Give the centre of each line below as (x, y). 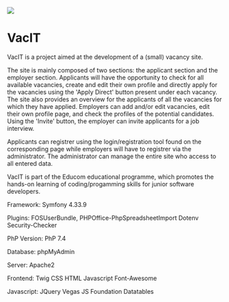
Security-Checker (32, 225)
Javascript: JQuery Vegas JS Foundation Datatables (81, 291)
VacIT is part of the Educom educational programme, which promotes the (110, 177)
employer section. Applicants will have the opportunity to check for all (105, 77)
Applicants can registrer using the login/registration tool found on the (104, 141)
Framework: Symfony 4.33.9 (47, 204)
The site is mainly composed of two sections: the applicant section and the (112, 70)
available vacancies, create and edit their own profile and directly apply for (112, 84)
